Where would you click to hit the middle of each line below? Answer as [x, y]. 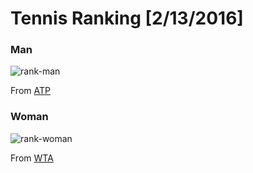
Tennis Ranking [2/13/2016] [127, 18]
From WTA [32, 158]
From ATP [30, 91]
